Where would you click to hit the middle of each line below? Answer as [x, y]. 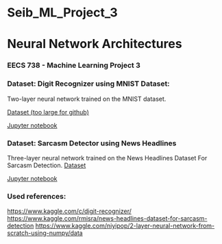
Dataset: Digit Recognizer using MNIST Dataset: [88, 84]
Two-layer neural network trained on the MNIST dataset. [87, 99]
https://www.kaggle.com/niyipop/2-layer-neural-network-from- [125, 226]
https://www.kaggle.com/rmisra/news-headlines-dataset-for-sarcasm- [107, 219]
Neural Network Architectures [95, 44]
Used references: [37, 196]
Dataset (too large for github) [48, 112]
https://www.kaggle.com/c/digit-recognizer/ [70, 211]
